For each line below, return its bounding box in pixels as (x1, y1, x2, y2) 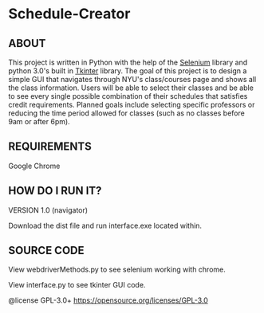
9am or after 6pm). (8, 117, 70, 126)
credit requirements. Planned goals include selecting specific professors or (8, 100, 255, 109)
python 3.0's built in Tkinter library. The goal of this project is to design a (8, 66, 247, 76)
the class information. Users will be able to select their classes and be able (8, 83, 254, 92)
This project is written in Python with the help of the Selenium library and (8, 57, 248, 67)
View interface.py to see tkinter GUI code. (8, 280, 146, 290)
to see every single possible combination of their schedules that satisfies (8, 92, 248, 100)
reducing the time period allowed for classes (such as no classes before (8, 108, 245, 118)
